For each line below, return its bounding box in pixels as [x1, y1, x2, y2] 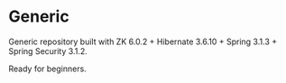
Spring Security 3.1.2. [8, 45, 88, 56]
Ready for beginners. [8, 63, 87, 74]
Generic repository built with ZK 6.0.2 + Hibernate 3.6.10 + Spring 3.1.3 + [8, 36, 277, 47]
